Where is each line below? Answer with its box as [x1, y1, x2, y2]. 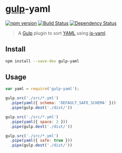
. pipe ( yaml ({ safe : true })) [10, 138, 73, 143]
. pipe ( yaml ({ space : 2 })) [10, 119, 68, 124]
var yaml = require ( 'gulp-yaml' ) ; [5, 86, 80, 91]
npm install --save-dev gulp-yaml [5, 59, 80, 64]
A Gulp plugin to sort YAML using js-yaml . [18, 30, 107, 36]
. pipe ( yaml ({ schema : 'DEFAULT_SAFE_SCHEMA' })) [10, 101, 116, 106]
